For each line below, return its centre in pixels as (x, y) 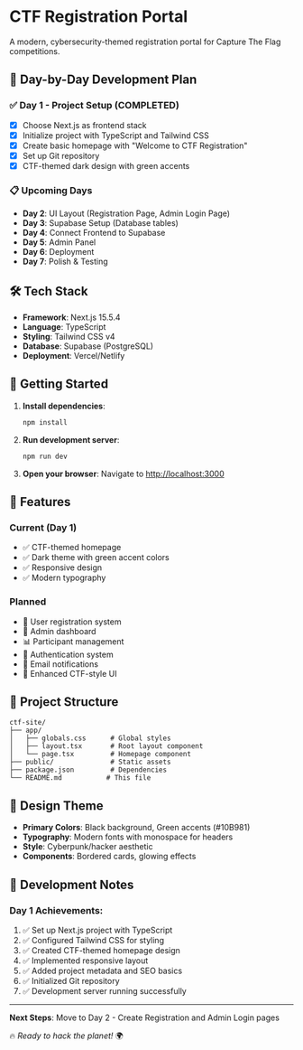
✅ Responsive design (62, 567)
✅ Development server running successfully (104, 990)
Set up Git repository (61, 155)
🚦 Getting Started (59, 384)
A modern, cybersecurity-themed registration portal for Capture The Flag (145, 42)
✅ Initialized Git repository (71, 980)
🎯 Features (40, 502)
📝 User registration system (72, 622)
